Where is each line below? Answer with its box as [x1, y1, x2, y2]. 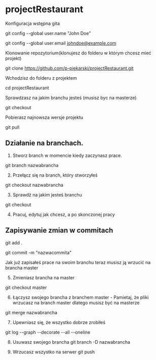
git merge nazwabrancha [5, 309, 57, 315]
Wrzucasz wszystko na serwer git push [12, 349, 95, 355]
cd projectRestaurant [5, 85, 49, 91]
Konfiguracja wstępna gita [5, 20, 60, 26]
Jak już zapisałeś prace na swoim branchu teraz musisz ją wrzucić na [5, 259, 151, 265]
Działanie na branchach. [5, 139, 84, 148]
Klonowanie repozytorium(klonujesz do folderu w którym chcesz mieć [5, 50, 151, 56]
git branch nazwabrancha [5, 162, 59, 168]
